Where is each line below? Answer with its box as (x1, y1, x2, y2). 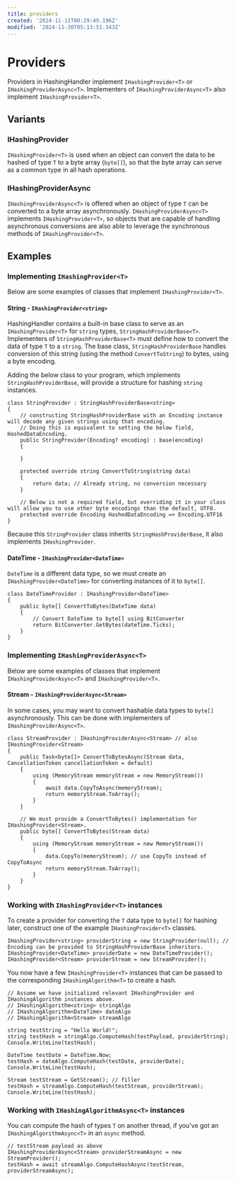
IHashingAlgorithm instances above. (7, 996, 115, 1003)
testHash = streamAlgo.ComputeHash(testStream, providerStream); (7, 1082, 203, 1090)
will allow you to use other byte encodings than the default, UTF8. (7, 505, 217, 513)
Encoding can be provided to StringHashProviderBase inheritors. (7, 944, 203, 951)
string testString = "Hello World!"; (7, 1027, 119, 1034)
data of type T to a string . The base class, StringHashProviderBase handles (7, 342, 227, 351)
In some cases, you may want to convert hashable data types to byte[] (7, 706, 214, 715)
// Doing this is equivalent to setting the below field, (20, 425, 194, 432)
